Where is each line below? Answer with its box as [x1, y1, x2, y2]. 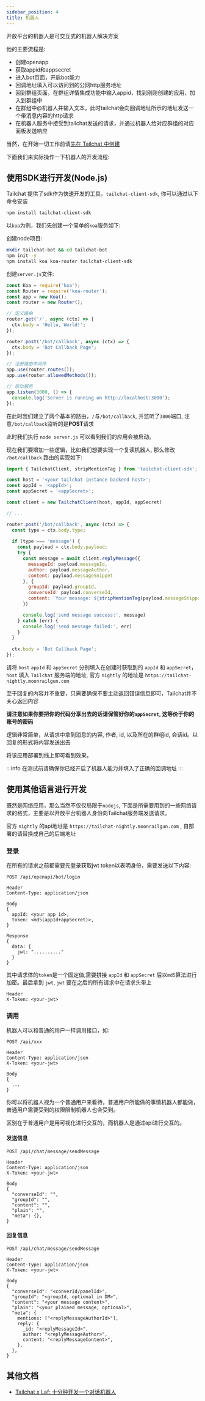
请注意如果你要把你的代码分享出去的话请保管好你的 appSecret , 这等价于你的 [6, 710, 194, 718]
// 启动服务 [6, 384, 34, 390]
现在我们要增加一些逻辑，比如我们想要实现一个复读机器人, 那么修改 [6, 446, 175, 453]
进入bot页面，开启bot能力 [15, 73, 81, 81]
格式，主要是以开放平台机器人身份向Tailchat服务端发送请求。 [16, 809, 171, 817]
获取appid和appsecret [15, 65, 71, 73]
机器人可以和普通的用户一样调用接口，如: [6, 1027, 110, 1034]
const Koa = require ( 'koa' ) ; [6, 282, 81, 288]
